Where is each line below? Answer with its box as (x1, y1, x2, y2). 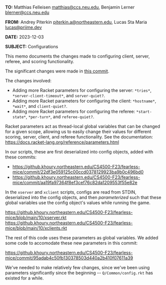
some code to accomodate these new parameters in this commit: (5, 240, 138, 246)
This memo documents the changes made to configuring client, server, (5, 53, 150, 59)
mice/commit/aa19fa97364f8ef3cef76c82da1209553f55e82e (12, 180, 138, 185)
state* (12, 115, 26, 120)
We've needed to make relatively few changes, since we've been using (5, 265, 150, 270)
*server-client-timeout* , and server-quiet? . (12, 93, 106, 98)
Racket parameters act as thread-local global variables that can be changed (5, 124, 160, 129)
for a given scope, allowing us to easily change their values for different (5, 129, 152, 135)
